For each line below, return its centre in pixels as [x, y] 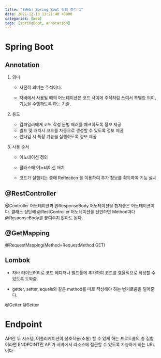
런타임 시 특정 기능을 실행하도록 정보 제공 [58, 137]
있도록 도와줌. [25, 278]
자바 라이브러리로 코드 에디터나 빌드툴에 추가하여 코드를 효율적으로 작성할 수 [84, 273]
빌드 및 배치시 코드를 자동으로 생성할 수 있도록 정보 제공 [72, 130]
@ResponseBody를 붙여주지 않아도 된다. [44, 218]
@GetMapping [27, 233]
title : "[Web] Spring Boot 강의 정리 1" [44, 9]
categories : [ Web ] [23, 18]
